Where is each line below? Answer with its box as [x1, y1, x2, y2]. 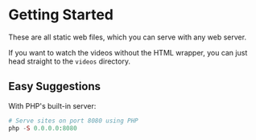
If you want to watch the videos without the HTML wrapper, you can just [8, 47, 248, 57]
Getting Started [8, 6, 114, 24]
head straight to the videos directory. [8, 56, 131, 66]
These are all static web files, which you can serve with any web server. [8, 32, 247, 42]
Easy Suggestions [8, 80, 101, 93]
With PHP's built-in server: [8, 101, 97, 110]
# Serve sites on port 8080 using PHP [8, 117, 138, 125]
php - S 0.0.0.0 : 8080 [8, 124, 78, 132]
